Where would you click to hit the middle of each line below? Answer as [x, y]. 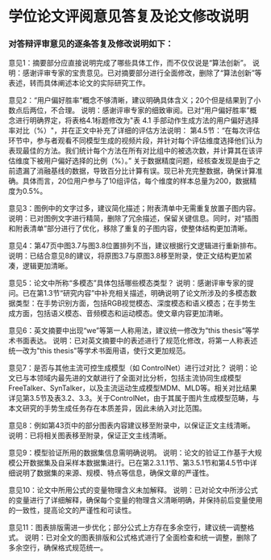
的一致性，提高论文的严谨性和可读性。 [72, 511]
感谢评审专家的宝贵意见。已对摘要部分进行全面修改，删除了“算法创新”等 [142, 73]
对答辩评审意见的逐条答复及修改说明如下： [91, 44]
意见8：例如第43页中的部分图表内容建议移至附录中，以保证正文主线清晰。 [132, 426]
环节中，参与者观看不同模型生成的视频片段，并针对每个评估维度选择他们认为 [135, 141]
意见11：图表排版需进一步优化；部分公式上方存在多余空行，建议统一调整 [128, 528]
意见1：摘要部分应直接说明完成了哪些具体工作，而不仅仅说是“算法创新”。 [130, 63]
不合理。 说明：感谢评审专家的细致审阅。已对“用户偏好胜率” [150, 111]
